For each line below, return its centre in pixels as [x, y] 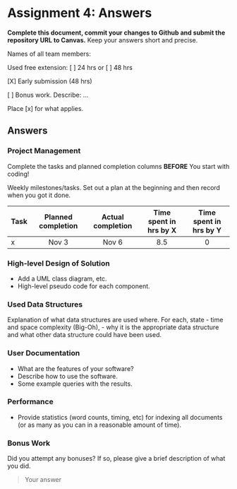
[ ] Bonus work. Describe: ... [48, 95]
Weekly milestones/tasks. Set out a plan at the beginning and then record [114, 187]
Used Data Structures [45, 304]
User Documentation [44, 353]
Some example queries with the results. [75, 384]
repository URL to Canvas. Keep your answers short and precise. [103, 40]
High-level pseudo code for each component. [84, 286]
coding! [18, 174]
